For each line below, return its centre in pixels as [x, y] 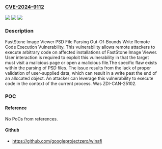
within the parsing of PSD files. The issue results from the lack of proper [78, 68]
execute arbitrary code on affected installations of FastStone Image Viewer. [81, 52]
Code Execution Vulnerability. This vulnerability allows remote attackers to [80, 47]
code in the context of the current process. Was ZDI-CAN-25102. [71, 83]
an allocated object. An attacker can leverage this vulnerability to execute [79, 78]
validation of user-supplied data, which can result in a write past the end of [81, 73]
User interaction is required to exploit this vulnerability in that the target [77, 57]
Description [19, 31]
